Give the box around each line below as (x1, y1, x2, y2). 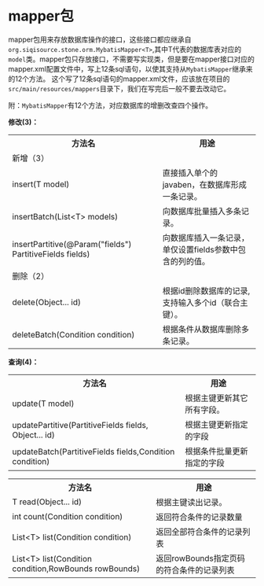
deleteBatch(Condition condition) (12, 329, 135, 340)
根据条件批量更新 (184, 445, 248, 456)
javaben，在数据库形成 (162, 179, 247, 190)
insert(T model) (12, 179, 70, 190)
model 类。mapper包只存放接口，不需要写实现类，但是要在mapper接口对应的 (8, 54, 255, 64)
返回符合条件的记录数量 (156, 511, 243, 522)
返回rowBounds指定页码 (156, 552, 246, 563)
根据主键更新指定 (184, 418, 248, 429)
